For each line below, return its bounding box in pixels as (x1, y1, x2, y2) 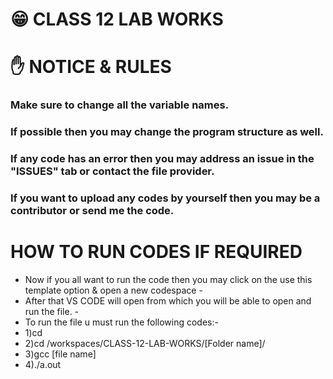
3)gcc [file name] (24, 348, 97, 360)
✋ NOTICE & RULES (10, 56, 172, 78)
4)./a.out (24, 359, 62, 370)
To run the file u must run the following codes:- (24, 316, 219, 328)
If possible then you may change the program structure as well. (10, 125, 324, 139)
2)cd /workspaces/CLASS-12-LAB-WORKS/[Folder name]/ (24, 338, 266, 349)
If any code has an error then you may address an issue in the (10, 152, 315, 166)
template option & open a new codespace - (24, 284, 203, 296)
